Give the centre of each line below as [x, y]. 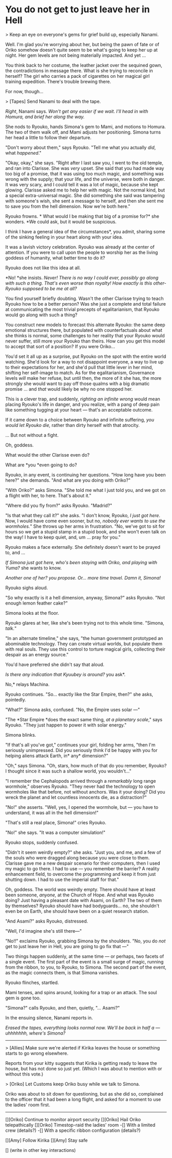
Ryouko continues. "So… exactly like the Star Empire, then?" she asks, [79, 694]
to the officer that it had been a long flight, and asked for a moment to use [83, 1099]
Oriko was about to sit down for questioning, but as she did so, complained [84, 1093]
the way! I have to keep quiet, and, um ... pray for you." [63, 537]
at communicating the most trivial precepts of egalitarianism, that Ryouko [82, 309]
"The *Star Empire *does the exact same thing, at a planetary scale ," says [84, 719]
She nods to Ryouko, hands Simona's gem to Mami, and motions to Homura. [86, 126]
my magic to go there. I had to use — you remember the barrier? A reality [82, 868]
